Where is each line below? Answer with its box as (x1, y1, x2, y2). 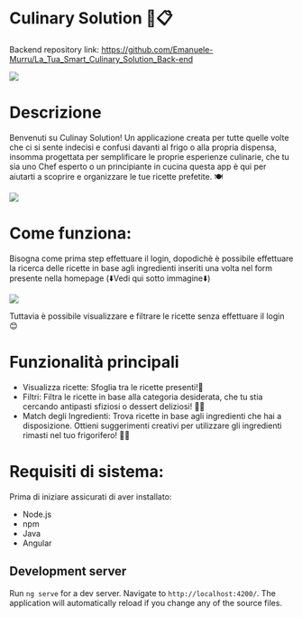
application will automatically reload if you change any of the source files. (9, 597, 282, 608)
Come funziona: (9, 223, 133, 244)
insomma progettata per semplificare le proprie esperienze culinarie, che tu (9, 151, 290, 162)
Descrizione (9, 102, 102, 123)
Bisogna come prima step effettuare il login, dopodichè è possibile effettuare (9, 253, 294, 264)
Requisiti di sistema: (9, 461, 164, 481)
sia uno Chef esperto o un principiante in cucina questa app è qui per (9, 161, 267, 172)
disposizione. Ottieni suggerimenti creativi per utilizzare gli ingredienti (22, 420, 282, 431)
